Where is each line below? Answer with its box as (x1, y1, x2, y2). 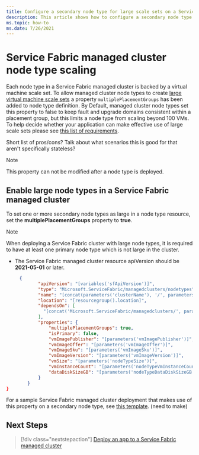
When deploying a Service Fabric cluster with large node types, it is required (6, 240, 193, 247)
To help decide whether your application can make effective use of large (6, 121, 183, 128)
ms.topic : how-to (6, 20, 49, 26)
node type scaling (6, 64, 97, 77)
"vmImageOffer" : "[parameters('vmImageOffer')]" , (48, 342, 174, 347)
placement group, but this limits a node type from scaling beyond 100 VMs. (6, 115, 190, 122)
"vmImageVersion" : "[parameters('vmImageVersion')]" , (48, 353, 184, 359)
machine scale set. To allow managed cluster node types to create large (6, 90, 182, 97)
